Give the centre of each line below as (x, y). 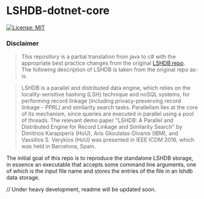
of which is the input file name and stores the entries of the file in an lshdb (100, 171)
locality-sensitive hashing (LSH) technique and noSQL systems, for (106, 95)
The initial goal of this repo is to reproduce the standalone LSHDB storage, (100, 158)
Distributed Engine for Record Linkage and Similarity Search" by (102, 127)
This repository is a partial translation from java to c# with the (98, 57)
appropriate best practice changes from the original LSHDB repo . (103, 63)
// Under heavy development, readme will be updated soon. (81, 189)
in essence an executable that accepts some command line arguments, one (101, 165)
